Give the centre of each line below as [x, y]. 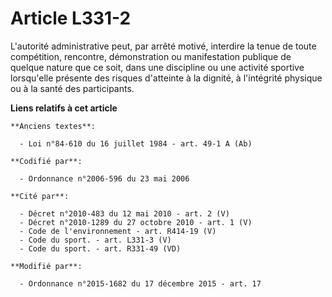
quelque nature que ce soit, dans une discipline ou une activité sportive [157, 67]
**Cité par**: [40, 196]
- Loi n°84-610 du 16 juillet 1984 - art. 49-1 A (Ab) [136, 143]
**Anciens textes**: [53, 126]
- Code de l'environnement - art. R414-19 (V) [118, 231]
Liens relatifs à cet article [64, 108]
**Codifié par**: [46, 161]
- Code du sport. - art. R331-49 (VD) [100, 248]
